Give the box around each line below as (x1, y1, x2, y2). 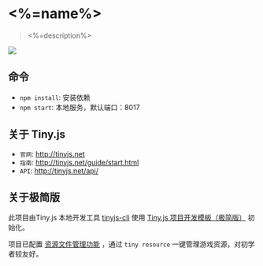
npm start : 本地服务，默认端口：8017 (19, 102, 140, 112)
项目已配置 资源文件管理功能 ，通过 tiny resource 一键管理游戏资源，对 (8, 239, 242, 249)
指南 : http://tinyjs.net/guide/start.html (19, 157, 139, 167)
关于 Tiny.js (8, 127, 65, 142)
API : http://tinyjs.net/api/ (19, 166, 99, 175)
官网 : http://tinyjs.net (19, 149, 85, 158)
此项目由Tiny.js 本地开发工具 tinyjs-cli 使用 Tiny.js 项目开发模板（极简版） (8, 213, 246, 223)
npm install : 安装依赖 (19, 92, 91, 102)
